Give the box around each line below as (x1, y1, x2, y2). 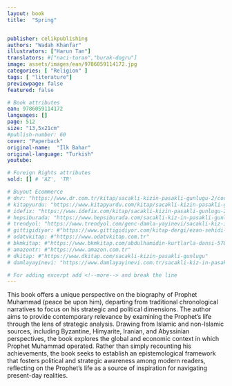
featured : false (7, 86, 54, 93)
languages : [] (7, 112, 48, 119)
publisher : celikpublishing (7, 35, 88, 42)
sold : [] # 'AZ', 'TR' (7, 176, 72, 183)
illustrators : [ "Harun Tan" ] (7, 48, 91, 55)
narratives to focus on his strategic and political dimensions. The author (7, 305, 211, 313)
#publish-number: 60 (7, 131, 67, 138)
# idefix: (7, 208, 36, 214)
